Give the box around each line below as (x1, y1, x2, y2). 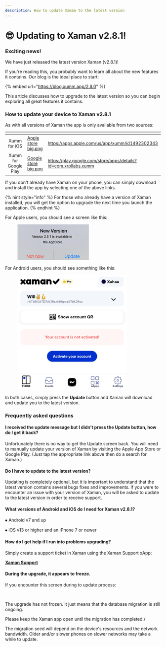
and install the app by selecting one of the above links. (5, 184, 116, 191)
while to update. (5, 636, 38, 642)
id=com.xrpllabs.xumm (47, 163, 94, 169)
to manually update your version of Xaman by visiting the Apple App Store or (5, 446, 161, 452)
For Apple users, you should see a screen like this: (5, 214, 108, 220)
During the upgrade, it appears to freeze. (5, 571, 90, 577)
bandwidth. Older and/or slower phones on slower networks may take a (5, 631, 151, 637)
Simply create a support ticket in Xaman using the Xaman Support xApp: (5, 550, 152, 556)
